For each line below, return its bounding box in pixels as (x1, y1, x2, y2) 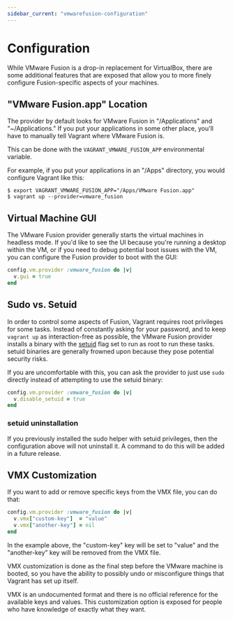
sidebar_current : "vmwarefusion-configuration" (7, 10, 149, 17)
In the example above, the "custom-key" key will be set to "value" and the (7, 540, 220, 549)
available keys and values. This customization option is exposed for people (7, 598, 223, 606)
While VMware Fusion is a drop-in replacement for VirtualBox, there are (7, 64, 213, 72)
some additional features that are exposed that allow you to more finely (7, 71, 211, 79)
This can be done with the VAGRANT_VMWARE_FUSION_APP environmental (7, 145, 204, 154)
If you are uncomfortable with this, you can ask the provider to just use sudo (7, 368, 225, 376)
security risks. (7, 354, 48, 363)
